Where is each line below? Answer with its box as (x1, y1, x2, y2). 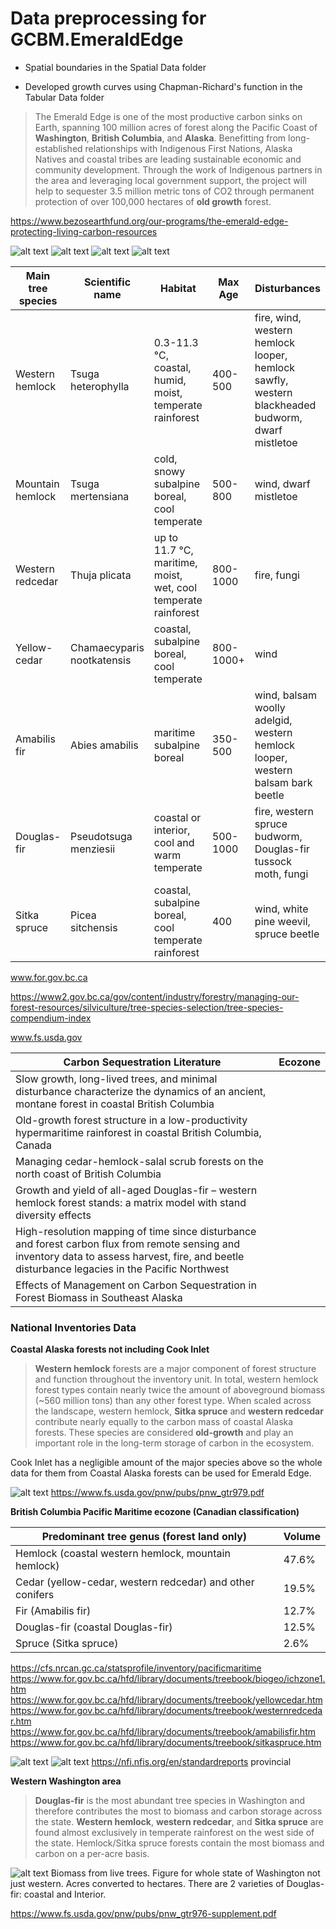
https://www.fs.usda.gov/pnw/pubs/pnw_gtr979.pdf (50, 1487, 265, 1499)
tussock (254, 854, 292, 868)
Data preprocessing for (10, 7, 207, 30)
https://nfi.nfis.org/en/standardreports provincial (91, 1756, 292, 1768)
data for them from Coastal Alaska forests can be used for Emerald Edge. (10, 1467, 312, 1479)
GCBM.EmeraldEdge (10, 28, 184, 51)
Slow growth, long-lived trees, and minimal (15, 1072, 218, 1086)
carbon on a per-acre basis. (34, 1848, 150, 1860)
